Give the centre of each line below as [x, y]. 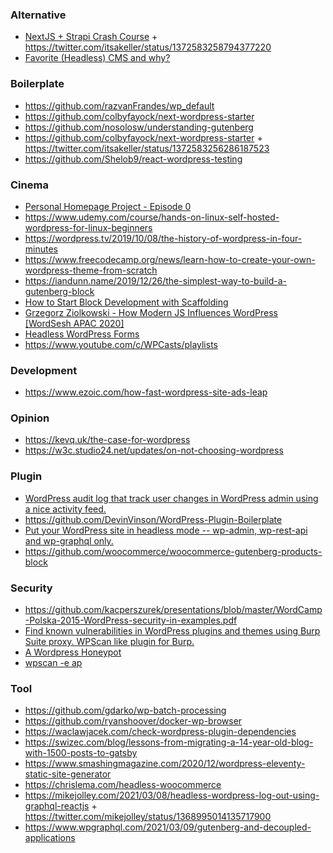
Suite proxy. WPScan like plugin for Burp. [109, 642]
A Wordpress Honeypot [73, 652]
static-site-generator [68, 774]
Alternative [38, 15]
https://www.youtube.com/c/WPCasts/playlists [121, 344]
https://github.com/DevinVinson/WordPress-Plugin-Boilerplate [153, 519]
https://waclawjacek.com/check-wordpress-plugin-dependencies [160, 732]
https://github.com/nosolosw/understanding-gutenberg [139, 127]
